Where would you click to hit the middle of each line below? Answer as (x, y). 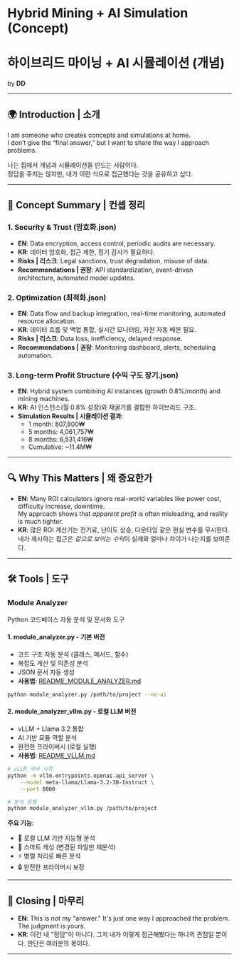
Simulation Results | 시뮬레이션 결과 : (70, 416)
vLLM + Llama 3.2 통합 (51, 729)
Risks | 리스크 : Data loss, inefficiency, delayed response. (100, 338)
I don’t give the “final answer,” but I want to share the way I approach (108, 142)
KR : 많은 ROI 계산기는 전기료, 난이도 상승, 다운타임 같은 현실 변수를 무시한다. (123, 530)
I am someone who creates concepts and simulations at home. (99, 135)
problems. (22, 150)
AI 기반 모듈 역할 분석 (47, 738)
